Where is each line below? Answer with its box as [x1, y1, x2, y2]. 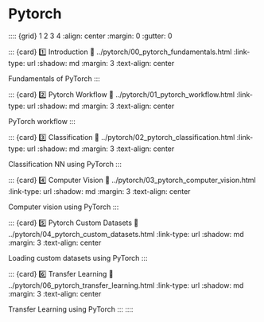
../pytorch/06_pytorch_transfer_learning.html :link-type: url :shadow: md [8, 280, 244, 290]
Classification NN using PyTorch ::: [8, 159, 122, 169]
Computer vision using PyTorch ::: [8, 202, 119, 211]
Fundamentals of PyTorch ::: [8, 73, 101, 83]
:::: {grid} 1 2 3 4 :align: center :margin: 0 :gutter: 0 [8, 31, 173, 41]
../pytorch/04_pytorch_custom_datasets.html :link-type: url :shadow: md [8, 229, 244, 239]
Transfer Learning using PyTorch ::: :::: [8, 304, 134, 314]
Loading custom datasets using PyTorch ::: [8, 253, 148, 262]
